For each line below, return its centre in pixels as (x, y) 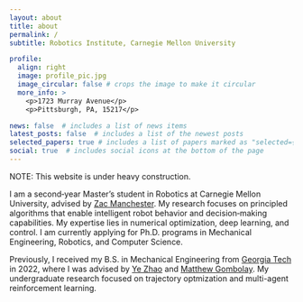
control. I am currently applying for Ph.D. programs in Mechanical (131, 232)
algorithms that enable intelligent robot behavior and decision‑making (138, 213)
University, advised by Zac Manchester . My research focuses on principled (149, 203)
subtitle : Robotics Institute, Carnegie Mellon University (123, 43)
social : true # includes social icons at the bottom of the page (137, 151)
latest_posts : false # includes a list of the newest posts (127, 134)
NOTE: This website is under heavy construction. (100, 176)
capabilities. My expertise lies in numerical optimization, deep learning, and (149, 223)
